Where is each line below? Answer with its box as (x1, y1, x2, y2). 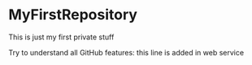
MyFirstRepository (8, 6, 138, 24)
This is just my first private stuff (8, 32, 115, 42)
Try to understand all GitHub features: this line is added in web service (8, 47, 245, 57)
